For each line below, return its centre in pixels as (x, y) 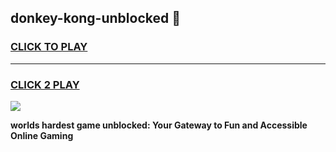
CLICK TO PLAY (49, 47)
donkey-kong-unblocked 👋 (95, 18)
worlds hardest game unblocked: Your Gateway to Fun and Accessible (159, 125)
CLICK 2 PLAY (45, 84)
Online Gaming (42, 135)
